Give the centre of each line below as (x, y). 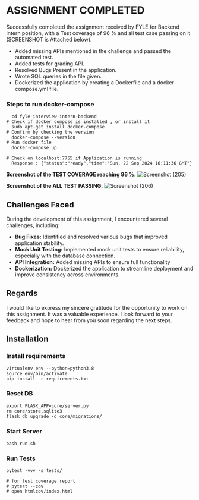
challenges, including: (33, 225)
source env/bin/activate (37, 373)
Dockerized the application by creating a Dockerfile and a (85, 82)
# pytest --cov (25, 486)
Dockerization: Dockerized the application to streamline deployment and (104, 269)
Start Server (24, 431)
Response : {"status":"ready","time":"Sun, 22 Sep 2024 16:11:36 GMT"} (102, 163)
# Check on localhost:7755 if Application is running (74, 158)
